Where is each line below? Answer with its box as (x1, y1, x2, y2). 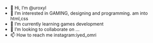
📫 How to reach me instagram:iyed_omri (10, 32, 97, 38)
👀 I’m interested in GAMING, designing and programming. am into (10, 10, 148, 16)
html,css (10, 16, 29, 21)
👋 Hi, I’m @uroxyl (10, 5, 47, 11)
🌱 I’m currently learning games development (10, 21, 104, 27)
